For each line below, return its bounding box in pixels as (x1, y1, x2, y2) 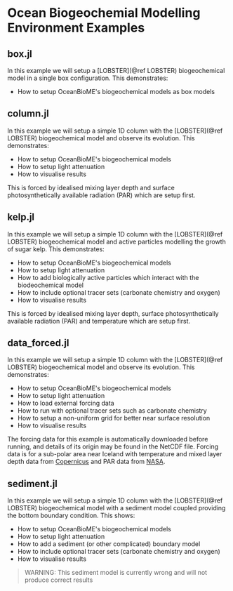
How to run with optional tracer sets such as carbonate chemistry (17, 406, 207, 415)
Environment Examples (7, 20, 145, 36)
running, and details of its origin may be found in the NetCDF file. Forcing (7, 442, 219, 451)
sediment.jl (7, 477, 58, 489)
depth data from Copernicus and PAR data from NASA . (7, 458, 166, 466)
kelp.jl (7, 211, 35, 223)
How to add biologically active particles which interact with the (17, 273, 199, 281)
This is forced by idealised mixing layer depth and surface (7, 183, 175, 192)
